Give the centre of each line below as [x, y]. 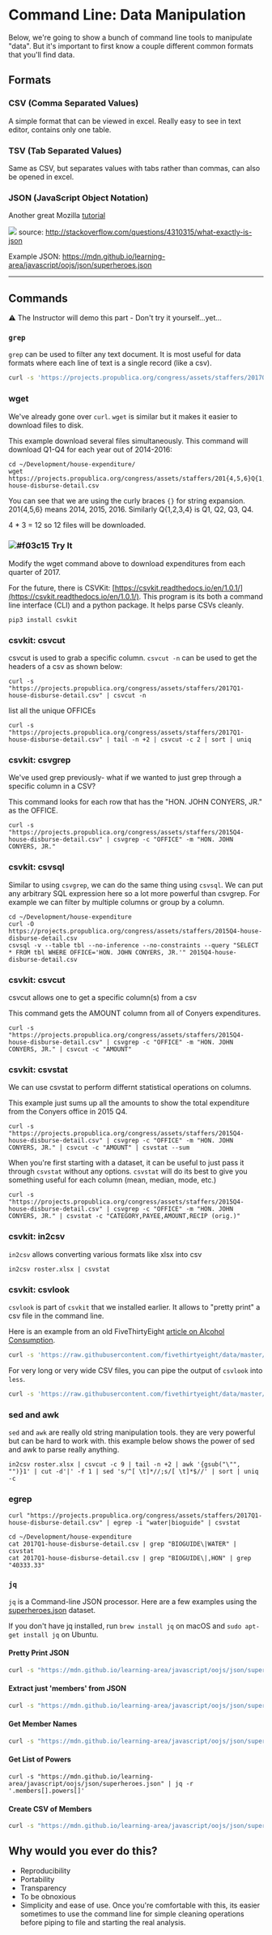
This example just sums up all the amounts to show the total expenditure [129, 1103]
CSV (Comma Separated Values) [74, 103]
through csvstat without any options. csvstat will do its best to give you [128, 1171]
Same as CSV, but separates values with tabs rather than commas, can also [134, 168]
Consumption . [32, 1340]
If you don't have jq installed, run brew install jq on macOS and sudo [125, 1626]
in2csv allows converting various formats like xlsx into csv [105, 1254]
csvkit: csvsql [36, 867]
